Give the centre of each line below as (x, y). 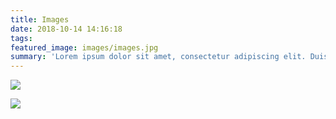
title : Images (40, 19)
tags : (21, 38)
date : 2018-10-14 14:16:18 (66, 29)
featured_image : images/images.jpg (84, 47)
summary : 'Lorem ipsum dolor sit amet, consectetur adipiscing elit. (158, 57)
